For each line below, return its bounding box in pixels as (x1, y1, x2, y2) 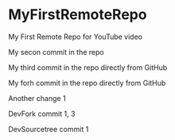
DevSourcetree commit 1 (8, 124, 89, 134)
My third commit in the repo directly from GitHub (8, 62, 168, 72)
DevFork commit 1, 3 (8, 109, 76, 119)
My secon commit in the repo (8, 47, 105, 56)
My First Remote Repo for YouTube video (8, 32, 143, 41)
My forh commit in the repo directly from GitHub (8, 78, 166, 87)
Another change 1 (8, 93, 66, 103)
